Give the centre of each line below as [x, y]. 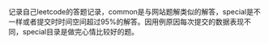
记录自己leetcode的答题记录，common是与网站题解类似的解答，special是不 [134, 12]
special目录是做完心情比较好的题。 [81, 32]
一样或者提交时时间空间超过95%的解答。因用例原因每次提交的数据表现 [126, 22]
